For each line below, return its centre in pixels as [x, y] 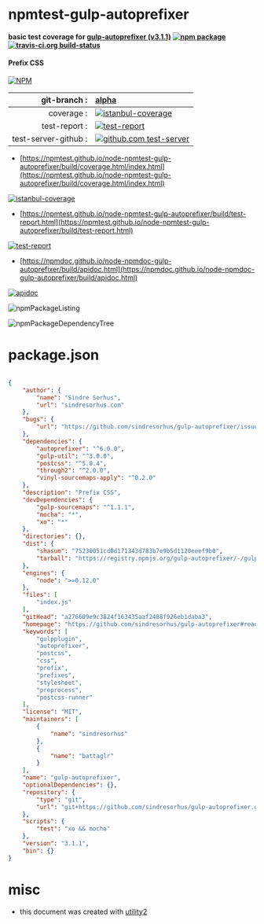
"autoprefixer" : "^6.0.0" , [81, 449]
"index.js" [54, 602]
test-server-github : [50, 138]
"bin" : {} [38, 851]
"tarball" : [54, 558]
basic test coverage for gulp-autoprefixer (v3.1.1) [90, 36]
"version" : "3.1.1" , [56, 844]
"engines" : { [44, 573]
